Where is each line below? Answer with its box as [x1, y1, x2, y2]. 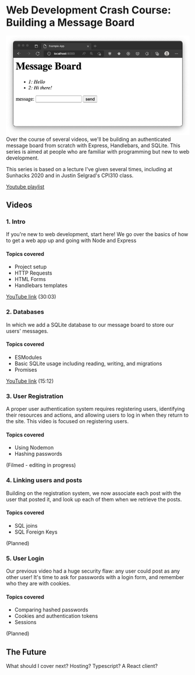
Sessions [14, 619, 37, 626]
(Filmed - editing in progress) [6, 462, 76, 469]
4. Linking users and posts [6, 476, 83, 484]
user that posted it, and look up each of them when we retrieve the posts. [6, 496, 182, 503]
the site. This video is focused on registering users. [6, 418, 129, 425]
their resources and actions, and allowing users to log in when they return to [6, 411, 189, 418]
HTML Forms [14, 276, 46, 283]
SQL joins [14, 522, 38, 529]
